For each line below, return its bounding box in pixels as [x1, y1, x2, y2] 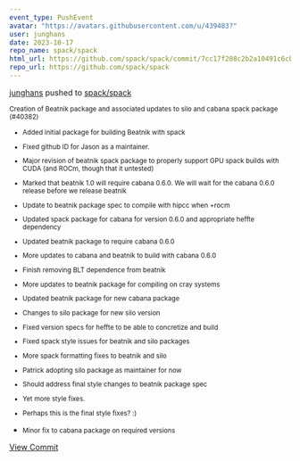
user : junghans [9, 29, 66, 38]
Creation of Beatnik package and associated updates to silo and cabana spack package [9, 104, 279, 113]
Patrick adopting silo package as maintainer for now [21, 366, 182, 375]
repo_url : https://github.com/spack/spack [9, 63, 170, 72]
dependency [21, 223, 62, 232]
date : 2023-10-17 [9, 37, 74, 47]
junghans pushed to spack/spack [9, 86, 132, 98]
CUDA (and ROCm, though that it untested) [21, 164, 154, 174]
